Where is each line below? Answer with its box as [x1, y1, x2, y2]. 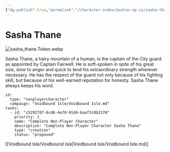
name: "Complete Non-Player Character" [14, 119, 99, 124]
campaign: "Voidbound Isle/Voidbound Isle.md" [10, 101, 110, 106]
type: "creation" [14, 127, 51, 133]
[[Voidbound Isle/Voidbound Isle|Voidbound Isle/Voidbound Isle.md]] [5, 141, 149, 147]
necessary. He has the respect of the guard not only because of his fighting [5, 72, 163, 78]
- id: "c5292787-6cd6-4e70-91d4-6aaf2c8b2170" [10, 110, 110, 115]
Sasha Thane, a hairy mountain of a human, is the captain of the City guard [5, 56, 162, 62]
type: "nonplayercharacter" [10, 96, 69, 102]
